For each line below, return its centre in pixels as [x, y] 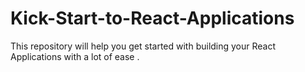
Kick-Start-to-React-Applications [152, 18]
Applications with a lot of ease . [75, 56]
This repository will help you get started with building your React [143, 46]
